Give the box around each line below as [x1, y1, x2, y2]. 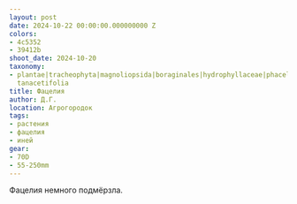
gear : [9, 144, 29, 153]
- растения [9, 120, 49, 129]
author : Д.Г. [9, 94, 57, 104]
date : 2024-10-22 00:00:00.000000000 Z [9, 21, 156, 30]
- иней [9, 136, 34, 145]
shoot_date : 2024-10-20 [9, 54, 97, 63]
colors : [9, 29, 38, 38]
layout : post [9, 12, 57, 22]
